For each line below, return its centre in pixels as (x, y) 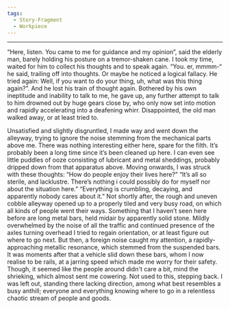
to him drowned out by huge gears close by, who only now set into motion (112, 103)
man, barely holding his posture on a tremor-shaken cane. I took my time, (111, 60)
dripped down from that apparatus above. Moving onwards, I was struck (109, 167)
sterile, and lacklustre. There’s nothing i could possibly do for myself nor (109, 182)
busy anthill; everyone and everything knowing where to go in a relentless (111, 291)
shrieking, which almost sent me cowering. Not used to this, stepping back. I (115, 276)
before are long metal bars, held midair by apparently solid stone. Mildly (108, 218)
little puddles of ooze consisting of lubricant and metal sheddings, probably (114, 160)
